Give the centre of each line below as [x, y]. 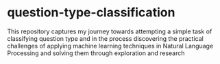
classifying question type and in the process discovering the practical [105, 38]
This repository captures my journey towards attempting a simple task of [110, 31]
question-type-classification [91, 13]
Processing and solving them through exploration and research [96, 53]
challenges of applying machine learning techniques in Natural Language [110, 46]
